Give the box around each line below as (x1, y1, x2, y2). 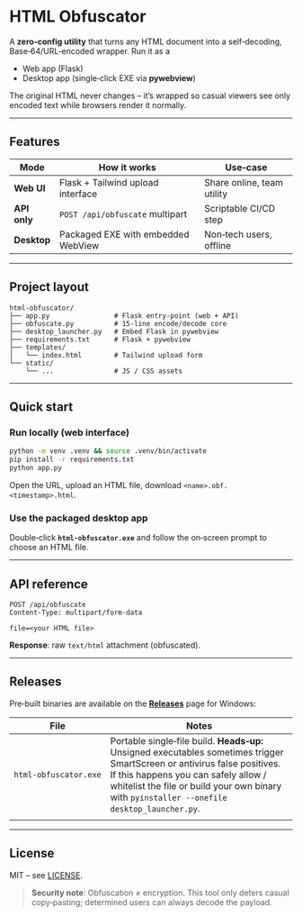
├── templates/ (9, 342, 67, 352)
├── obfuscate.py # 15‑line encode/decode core (9, 319, 227, 328)
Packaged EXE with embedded (58, 228, 190, 240)
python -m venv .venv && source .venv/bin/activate (9, 447, 207, 456)
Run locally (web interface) (9, 426, 130, 439)
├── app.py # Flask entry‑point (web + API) (9, 311, 240, 321)
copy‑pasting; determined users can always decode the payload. (31, 896, 272, 907)
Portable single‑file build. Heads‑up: (110, 734, 263, 747)
